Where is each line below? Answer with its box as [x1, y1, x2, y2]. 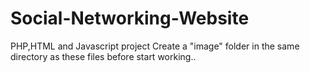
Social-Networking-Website [10, 7, 250, 30]
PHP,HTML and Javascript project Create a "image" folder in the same [10, 40, 300, 52]
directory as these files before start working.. [10, 50, 197, 62]
